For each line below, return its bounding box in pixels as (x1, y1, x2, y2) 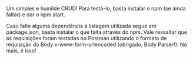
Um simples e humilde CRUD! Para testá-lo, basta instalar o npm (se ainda (6, 5, 187, 12)
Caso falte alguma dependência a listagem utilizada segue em (6, 23, 157, 29)
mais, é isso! (6, 47, 36, 54)
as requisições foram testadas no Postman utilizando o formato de (6, 35, 167, 41)
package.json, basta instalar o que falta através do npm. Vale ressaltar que (6, 29, 187, 36)
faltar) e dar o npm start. (6, 11, 66, 18)
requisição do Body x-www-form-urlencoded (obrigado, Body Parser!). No (6, 41, 187, 48)
